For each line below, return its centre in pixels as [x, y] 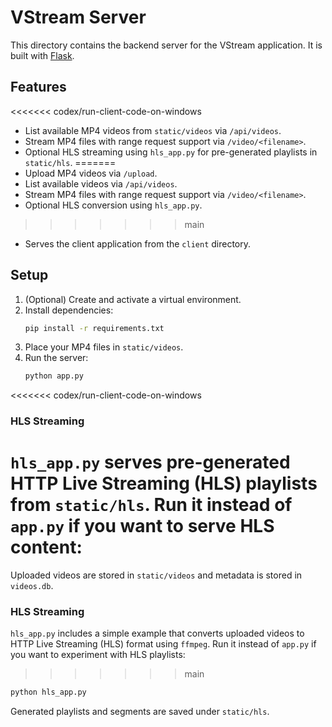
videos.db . [32, 586]
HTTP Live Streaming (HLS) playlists [164, 483]
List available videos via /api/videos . [101, 183]
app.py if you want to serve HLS [142, 526]
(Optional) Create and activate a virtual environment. [133, 299]
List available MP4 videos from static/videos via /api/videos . [153, 130]
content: [46, 547]
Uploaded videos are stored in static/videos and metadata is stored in [156, 575]
